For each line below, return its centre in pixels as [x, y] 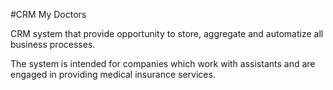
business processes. [53, 44]
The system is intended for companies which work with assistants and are [163, 63]
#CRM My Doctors [48, 14]
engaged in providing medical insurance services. [113, 74]
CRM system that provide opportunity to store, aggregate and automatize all [167, 33]
